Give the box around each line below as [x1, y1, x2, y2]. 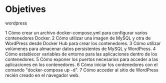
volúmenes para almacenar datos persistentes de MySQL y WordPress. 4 [5, 45, 156, 51]
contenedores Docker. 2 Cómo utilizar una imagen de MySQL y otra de [5, 35, 151, 41]
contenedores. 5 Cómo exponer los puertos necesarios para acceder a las [5, 56, 158, 62]
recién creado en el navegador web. [5, 72, 80, 78]
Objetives [5, 3, 46, 15]
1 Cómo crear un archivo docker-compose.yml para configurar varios [5, 29, 147, 35]
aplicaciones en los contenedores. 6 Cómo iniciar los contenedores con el [5, 61, 158, 67]
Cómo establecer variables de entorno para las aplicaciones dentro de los [5, 51, 157, 57]
